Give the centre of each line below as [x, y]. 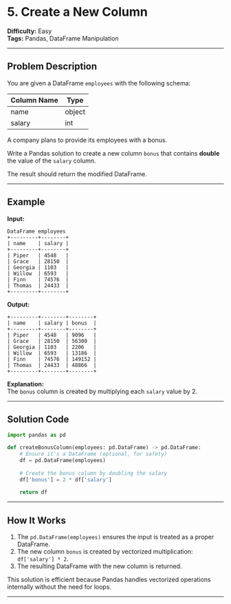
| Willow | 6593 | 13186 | [52, 353]
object [75, 112]
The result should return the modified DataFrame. [77, 174]
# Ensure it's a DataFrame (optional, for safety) [93, 454]
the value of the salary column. [52, 160]
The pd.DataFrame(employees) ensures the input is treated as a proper [115, 537]
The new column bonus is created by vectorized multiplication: [105, 552]
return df [34, 492]
